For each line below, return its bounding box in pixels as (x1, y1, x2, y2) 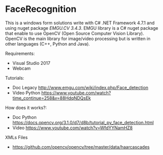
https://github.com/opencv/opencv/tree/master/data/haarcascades (12, 144, 150, 150)
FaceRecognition (5, 3, 77, 15)
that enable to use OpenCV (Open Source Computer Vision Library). (5, 30, 144, 36)
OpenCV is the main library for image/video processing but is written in (5, 36, 151, 42)
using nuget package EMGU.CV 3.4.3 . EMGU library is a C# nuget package (5, 25, 159, 31)
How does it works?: (5, 104, 47, 110)
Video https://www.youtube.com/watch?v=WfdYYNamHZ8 (12, 125, 133, 131)
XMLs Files (5, 134, 28, 140)
